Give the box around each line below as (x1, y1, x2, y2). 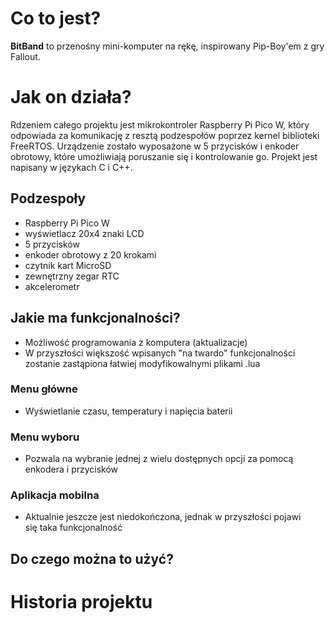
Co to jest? (10, 7, 102, 30)
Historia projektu (10, 590, 153, 613)
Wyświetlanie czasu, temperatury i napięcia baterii (24, 405, 233, 417)
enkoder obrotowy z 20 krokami (24, 248, 157, 261)
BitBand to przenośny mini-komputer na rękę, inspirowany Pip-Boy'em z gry (10, 40, 325, 52)
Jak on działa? (10, 86, 132, 109)
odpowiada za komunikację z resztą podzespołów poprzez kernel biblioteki (10, 129, 320, 141)
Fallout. (10, 50, 41, 62)
